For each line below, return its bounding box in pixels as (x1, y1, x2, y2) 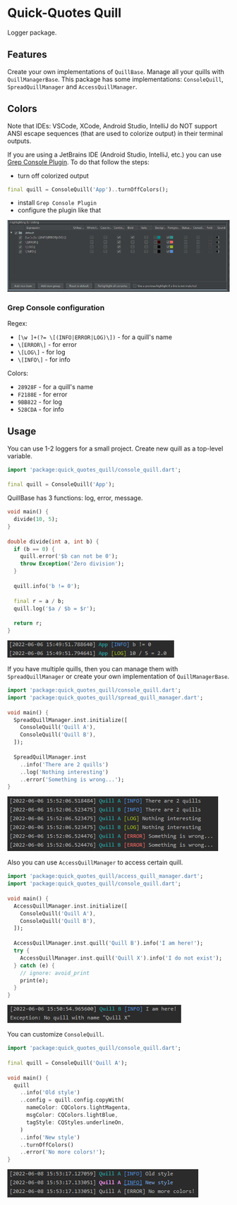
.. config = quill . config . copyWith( (20, 1096, 125, 1104)
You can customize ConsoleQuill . (7, 1030, 104, 1039)
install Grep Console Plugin (17, 199, 97, 207)
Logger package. (7, 28, 57, 37)
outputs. (7, 136, 32, 145)
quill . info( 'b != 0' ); (13, 582, 80, 589)
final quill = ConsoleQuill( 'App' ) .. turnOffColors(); (7, 185, 169, 193)
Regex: (7, 319, 28, 327)
